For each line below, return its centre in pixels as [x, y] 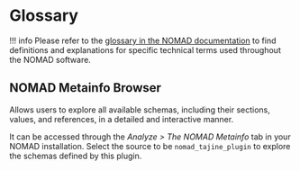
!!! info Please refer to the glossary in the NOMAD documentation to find [143, 40]
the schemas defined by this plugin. [76, 156]
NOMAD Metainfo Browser [86, 88]
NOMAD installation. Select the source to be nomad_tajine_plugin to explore [150, 146]
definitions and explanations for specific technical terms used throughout [145, 49]
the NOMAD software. [50, 59]
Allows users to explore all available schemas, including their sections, [140, 110]
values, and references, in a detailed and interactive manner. [122, 119]
